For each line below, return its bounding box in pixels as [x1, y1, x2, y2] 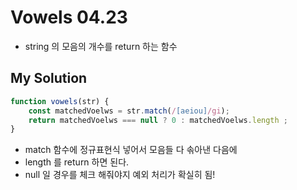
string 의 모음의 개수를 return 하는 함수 [24, 40, 178, 52]
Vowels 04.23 [10, 6, 128, 29]
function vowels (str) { [10, 96, 110, 106]
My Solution [10, 70, 88, 87]
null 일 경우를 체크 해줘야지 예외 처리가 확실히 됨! [24, 169, 216, 181]
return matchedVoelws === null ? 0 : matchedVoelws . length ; [28, 115, 289, 125]
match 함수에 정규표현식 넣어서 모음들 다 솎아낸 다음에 [24, 144, 238, 156]
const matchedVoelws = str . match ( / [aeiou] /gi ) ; [28, 106, 230, 116]
